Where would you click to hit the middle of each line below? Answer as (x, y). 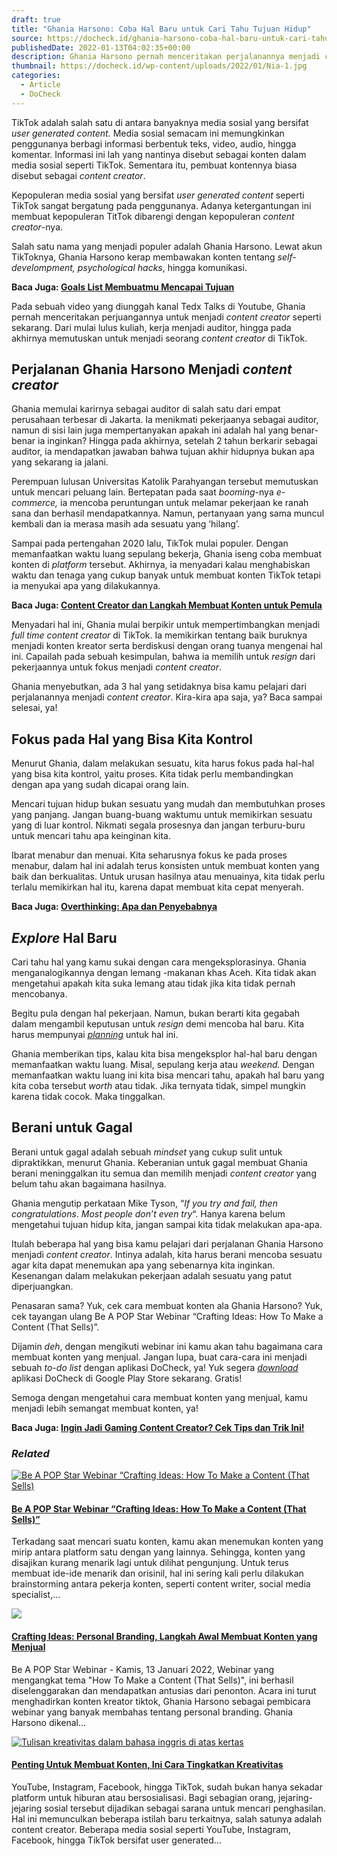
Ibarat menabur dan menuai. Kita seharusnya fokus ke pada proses (149, 855)
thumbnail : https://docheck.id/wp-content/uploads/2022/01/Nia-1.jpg (159, 66)
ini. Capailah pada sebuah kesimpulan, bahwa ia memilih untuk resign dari (163, 657)
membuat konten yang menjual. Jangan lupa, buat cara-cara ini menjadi (159, 1357)
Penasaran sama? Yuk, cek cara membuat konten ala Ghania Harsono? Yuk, (167, 1305)
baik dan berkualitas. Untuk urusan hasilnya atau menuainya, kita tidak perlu (168, 877)
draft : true (36, 19)
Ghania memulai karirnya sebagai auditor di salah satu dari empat (146, 409)
